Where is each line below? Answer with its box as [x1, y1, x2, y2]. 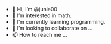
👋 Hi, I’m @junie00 [11, 6, 58, 12]
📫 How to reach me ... [11, 32, 67, 38]
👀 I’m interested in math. [11, 12, 72, 19]
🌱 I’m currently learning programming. [11, 18, 106, 25]
